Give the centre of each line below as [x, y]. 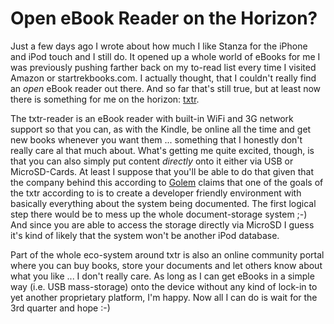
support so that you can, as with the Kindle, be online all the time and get [161, 129]
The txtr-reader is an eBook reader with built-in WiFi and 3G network [152, 118]
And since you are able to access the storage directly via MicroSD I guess [162, 224]
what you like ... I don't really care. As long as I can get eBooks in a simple [162, 276]
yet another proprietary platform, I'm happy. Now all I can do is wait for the [164, 297]
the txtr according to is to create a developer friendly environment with [156, 193]
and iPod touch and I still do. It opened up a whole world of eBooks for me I [165, 56]
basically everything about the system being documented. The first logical [163, 203]
